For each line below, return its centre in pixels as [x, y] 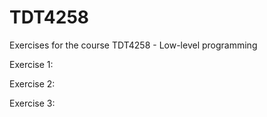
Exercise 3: [32, 103]
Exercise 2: [32, 83]
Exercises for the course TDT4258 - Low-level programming [133, 45]
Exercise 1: [31, 64]
